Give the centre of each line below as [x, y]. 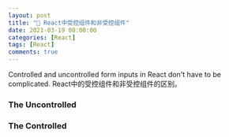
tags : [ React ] [32, 45]
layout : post [30, 15]
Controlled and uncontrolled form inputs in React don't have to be [114, 74]
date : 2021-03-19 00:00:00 [53, 30]
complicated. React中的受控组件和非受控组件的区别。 [95, 84]
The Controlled [38, 125]
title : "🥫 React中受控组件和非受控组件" [69, 23]
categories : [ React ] [42, 37]
